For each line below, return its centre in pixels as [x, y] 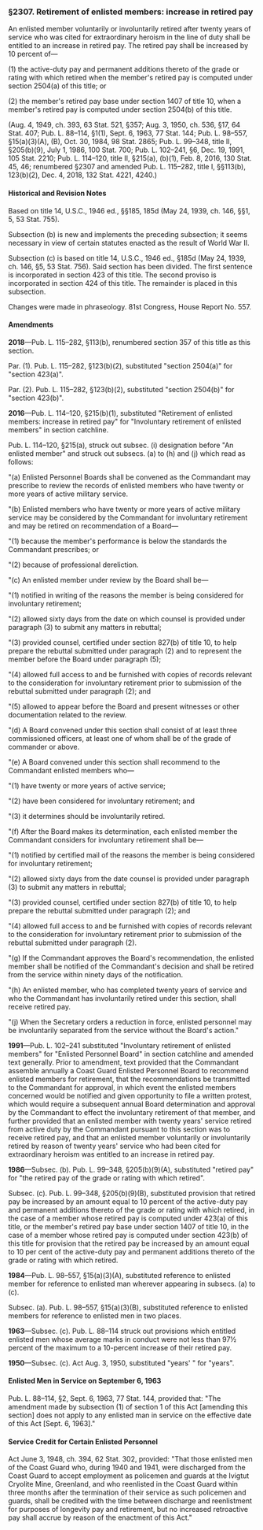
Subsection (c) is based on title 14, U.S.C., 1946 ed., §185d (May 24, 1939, [127, 257]
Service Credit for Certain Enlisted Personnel [83, 1441]
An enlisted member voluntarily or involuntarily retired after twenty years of [130, 29]
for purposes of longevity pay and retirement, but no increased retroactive [128, 1510]
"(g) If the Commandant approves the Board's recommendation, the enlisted [131, 958]
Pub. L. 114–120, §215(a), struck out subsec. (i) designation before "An [121, 445]
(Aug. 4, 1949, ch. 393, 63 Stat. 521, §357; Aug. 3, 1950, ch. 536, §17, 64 [124, 125]
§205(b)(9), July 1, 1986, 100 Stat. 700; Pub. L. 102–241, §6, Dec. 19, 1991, [127, 150]
